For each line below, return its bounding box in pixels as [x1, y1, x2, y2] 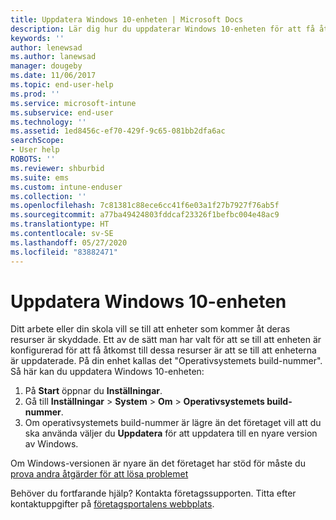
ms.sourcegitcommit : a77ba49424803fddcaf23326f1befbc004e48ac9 [10, 210, 280, 220]
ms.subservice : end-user [10, 107, 114, 118]
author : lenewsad [10, 42, 83, 53]
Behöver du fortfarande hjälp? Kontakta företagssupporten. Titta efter [10, 487, 297, 500]
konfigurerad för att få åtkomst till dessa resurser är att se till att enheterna [10, 344, 317, 356]
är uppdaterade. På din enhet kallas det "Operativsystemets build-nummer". [10, 355, 323, 367]
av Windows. [24, 438, 79, 450]
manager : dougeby [10, 61, 83, 71]
